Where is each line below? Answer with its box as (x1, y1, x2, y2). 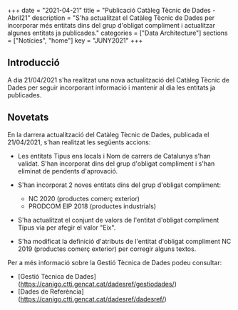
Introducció (7, 57, 61, 69)
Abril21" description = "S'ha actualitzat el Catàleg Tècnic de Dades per (7, 14, 215, 22)
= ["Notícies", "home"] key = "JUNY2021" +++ (7, 36, 143, 45)
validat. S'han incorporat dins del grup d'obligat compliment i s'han (17, 159, 215, 168)
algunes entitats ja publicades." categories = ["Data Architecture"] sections (7, 28, 228, 37)
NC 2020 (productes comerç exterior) (28, 194, 140, 203)
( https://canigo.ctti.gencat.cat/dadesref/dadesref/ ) (17, 294, 167, 303)
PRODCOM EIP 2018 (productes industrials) (28, 202, 157, 210)
